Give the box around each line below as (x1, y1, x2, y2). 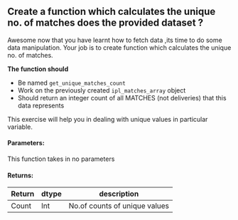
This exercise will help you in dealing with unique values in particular (7, 115, 208, 123)
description (99, 189, 139, 199)
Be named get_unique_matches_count (17, 78, 126, 87)
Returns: (7, 171, 34, 179)
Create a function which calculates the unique (7, 6, 216, 18)
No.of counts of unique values (68, 201, 169, 211)
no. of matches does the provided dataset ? (7, 17, 204, 29)
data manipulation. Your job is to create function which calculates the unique (7, 43, 232, 52)
